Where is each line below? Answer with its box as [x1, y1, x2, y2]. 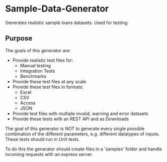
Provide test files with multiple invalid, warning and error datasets [12, 110, 148, 116]
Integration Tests [20, 68, 55, 74]
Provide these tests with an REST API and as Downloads [12, 116, 129, 122]
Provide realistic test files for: [12, 57, 73, 63]
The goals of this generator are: [5, 47, 71, 53]
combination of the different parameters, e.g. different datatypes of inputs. [5, 131, 160, 137]
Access [20, 100, 36, 106]
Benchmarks [20, 73, 47, 79]
